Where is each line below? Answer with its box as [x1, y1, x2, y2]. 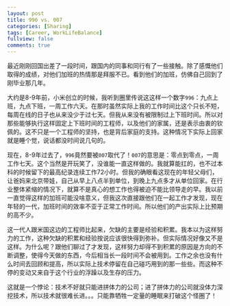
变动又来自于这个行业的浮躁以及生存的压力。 [18, 268, 145, 276]
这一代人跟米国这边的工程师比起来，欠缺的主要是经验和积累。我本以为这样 [7, 226, 217, 233]
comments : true [7, 42, 51, 49]
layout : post [7, 10, 44, 17]
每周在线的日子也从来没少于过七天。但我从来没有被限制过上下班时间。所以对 [7, 110, 223, 119]
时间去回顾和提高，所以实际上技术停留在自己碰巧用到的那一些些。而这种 [12, 260, 217, 268]
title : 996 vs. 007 [7, 16, 63, 23]
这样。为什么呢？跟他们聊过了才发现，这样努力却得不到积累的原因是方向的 [7, 243, 217, 250]
